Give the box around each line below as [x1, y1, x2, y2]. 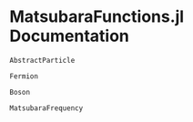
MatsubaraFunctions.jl [9, 6, 185, 27]
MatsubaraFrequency [9, 103, 84, 113]
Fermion [9, 71, 39, 81]
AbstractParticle [9, 56, 76, 65]
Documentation [9, 25, 130, 46]
